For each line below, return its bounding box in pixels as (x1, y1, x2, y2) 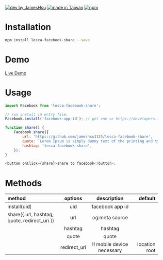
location (137, 241, 156, 248)
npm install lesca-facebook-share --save (5, 37, 90, 42)
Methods (5, 177, 42, 189)
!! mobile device (92, 241, 129, 248)
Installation (5, 22, 51, 33)
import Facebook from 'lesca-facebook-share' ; (5, 103, 101, 108)
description (96, 195, 124, 202)
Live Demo (5, 70, 27, 76)
